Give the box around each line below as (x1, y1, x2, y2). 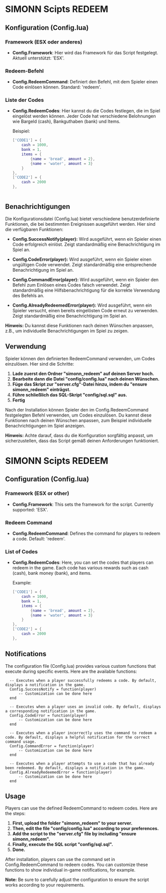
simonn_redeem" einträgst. (12, 386, 71, 393)
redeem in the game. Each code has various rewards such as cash (12, 565, 149, 571)
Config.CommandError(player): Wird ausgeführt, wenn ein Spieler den (12, 276, 159, 283)
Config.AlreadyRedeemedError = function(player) (9, 770, 112, 775)
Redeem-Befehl (5, 67, 44, 74)
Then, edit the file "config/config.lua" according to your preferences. (12, 826, 159, 832)
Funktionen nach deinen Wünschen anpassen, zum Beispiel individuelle (5, 417, 152, 423)
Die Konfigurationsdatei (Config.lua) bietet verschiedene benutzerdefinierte (5, 216, 160, 222)
